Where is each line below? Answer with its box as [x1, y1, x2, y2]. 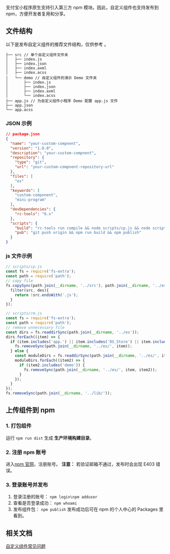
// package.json [6, 132, 40, 137]
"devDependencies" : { [10, 207, 56, 212]
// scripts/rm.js [6, 311, 42, 316]
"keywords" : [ [10, 188, 40, 193]
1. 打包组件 [6, 422, 32, 429]
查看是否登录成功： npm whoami [13, 500, 77, 506]
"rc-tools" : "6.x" [15, 211, 53, 216]
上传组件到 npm [6, 406, 55, 415]
